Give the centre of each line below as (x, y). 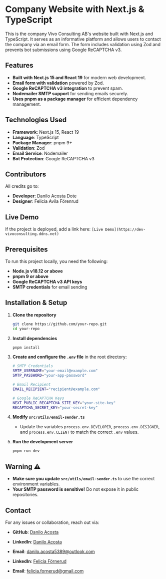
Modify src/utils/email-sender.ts (48, 417)
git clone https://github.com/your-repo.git (59, 324)
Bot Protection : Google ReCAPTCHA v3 (53, 158)
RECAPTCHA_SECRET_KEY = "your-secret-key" (55, 407)
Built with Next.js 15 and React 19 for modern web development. (79, 77)
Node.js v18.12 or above (38, 271)
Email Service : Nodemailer (40, 153)
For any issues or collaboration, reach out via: (52, 522)
